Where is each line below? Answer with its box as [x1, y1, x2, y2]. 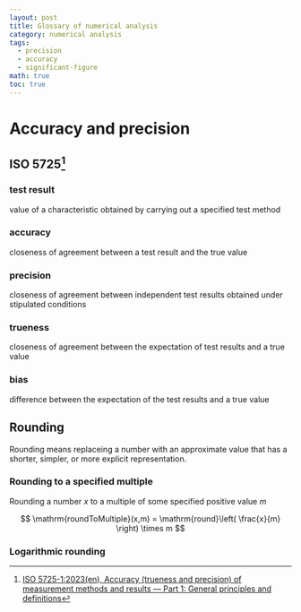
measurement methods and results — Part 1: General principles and [21, 583, 271, 594]
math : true [9, 72, 50, 81]
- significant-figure [17, 64, 99, 73]
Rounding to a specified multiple [9, 476, 154, 488]
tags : [9, 38, 30, 47]
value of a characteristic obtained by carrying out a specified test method [9, 203, 281, 215]
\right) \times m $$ [116, 522, 185, 533]
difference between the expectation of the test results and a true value [9, 393, 271, 404]
